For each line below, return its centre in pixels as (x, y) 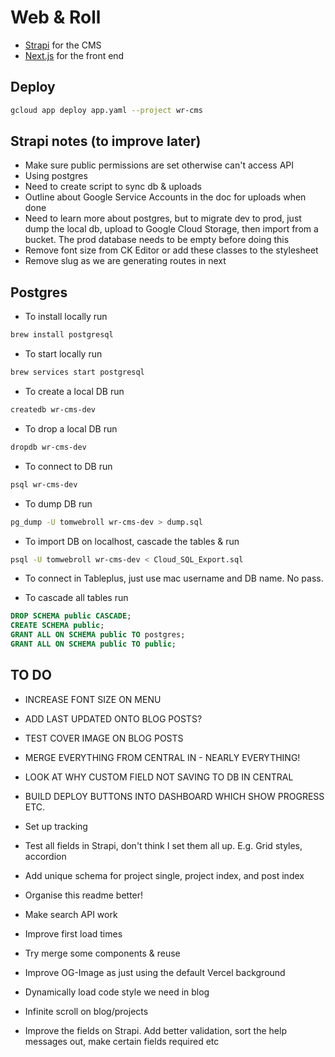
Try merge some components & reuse (102, 953)
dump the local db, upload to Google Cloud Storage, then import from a (171, 229)
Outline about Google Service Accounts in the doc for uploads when (165, 197)
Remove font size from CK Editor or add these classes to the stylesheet (171, 250)
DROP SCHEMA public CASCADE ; (71, 616)
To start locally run (63, 354)
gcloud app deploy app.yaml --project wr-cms (106, 110)
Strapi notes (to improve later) (106, 141)
